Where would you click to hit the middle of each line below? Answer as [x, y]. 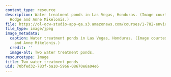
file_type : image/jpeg [29, 29]
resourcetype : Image [27, 57]
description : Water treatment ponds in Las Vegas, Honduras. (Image [79, 15]
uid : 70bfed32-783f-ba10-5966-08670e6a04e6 [52, 66]
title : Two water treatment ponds [42, 62]
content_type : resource [31, 10]
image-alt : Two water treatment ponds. [52, 52]
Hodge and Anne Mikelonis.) [40, 19]
